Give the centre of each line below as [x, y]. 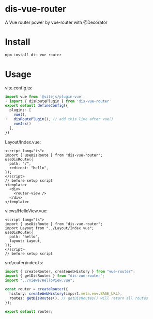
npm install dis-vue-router [33, 55]
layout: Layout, [26, 241]
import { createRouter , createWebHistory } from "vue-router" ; [70, 271]
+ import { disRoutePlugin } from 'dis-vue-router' [58, 101]
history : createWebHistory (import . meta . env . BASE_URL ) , [66, 294]
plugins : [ [20, 110]
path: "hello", [25, 237]
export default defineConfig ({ [37, 106]
